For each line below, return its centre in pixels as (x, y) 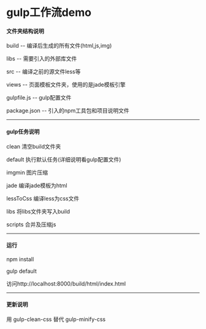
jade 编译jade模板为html (37, 185)
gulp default (21, 271)
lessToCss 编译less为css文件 (43, 198)
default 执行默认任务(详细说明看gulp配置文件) (64, 159)
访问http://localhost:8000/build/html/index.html (66, 283)
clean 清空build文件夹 (34, 146)
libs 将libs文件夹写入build (38, 211)
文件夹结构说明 (25, 31)
